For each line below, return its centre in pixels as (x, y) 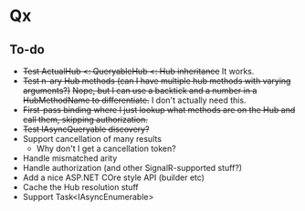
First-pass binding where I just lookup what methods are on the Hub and (159, 110)
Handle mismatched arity (70, 158)
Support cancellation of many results (92, 139)
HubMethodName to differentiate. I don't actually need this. (134, 100)
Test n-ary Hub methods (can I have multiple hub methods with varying (157, 81)
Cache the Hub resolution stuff (80, 187)
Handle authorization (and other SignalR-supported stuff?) (132, 168)
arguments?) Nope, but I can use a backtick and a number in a (140, 90)
